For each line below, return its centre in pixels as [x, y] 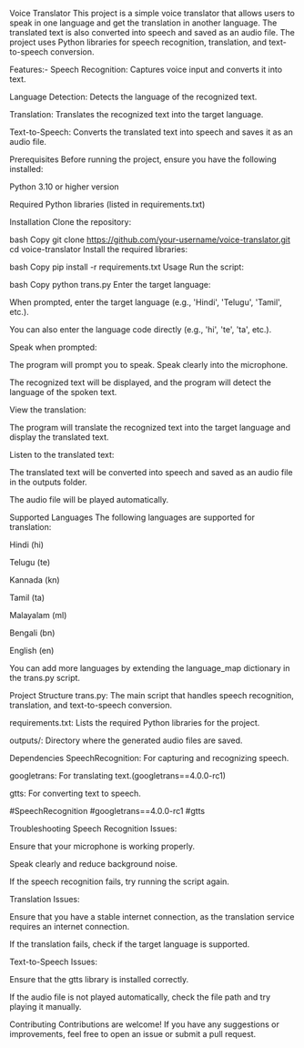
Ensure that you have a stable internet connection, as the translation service [152, 917]
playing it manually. [46, 1007]
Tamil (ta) [27, 597]
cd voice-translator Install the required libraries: [99, 249]
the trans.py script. [45, 678]
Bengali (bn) [32, 633]
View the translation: [48, 410]
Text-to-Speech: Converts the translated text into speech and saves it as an [151, 132]
